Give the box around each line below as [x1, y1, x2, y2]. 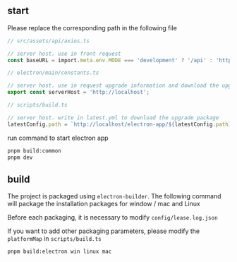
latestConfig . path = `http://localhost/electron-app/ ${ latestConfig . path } [7, 121, 232, 128]
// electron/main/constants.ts [7, 69, 99, 76]
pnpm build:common [7, 147, 61, 154]
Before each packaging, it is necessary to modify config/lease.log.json [7, 213, 218, 222]
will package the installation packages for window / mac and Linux [7, 200, 201, 208]
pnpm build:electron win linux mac [7, 248, 112, 256]
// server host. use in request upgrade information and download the [7, 82, 219, 90]
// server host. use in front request [7, 50, 121, 57]
